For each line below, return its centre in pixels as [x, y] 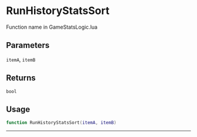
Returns [21, 78]
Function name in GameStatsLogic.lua [52, 27]
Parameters [28, 45]
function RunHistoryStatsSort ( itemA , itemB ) [61, 123]
